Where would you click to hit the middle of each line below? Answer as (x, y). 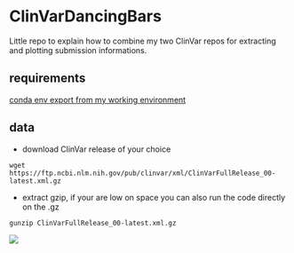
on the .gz (40, 207)
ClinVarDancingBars (86, 16)
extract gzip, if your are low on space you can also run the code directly (154, 197)
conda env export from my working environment (98, 99)
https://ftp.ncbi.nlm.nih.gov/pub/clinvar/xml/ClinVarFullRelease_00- (143, 173)
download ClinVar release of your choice (96, 149)
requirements (48, 79)
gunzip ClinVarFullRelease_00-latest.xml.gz (93, 223)
